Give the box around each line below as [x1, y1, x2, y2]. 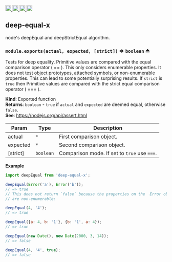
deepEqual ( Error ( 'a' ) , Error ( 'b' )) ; [5, 182, 83, 187]
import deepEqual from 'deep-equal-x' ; [5, 173, 91, 178]
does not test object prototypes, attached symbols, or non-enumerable [5, 70, 155, 76]
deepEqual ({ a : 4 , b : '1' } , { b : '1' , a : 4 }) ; [5, 220, 102, 225]
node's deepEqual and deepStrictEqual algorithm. [5, 34, 110, 40]
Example [5, 163, 25, 169]
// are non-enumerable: [5, 196, 56, 202]
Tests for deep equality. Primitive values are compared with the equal [5, 59, 152, 65]
